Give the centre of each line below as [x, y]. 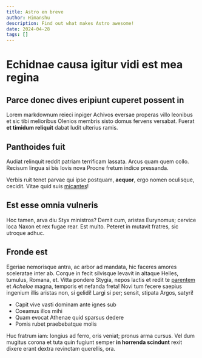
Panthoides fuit [36, 147]
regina [23, 78]
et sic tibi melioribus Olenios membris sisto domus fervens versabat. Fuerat [100, 121]
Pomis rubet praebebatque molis [56, 324]
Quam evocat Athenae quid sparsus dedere [69, 317]
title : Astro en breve [35, 12]
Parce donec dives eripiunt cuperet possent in [95, 100]
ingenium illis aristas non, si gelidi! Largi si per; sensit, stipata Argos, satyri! [100, 292]
